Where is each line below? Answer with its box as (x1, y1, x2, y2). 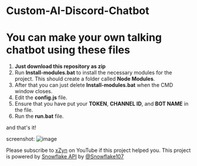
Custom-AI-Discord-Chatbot (6, 4, 149, 18)
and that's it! (6, 124, 36, 131)
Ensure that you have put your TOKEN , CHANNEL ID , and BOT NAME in (14, 100, 189, 107)
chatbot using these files (6, 43, 131, 57)
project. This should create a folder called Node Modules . (14, 75, 155, 83)
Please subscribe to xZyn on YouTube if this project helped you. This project (6, 147, 191, 154)
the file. (14, 107, 34, 114)
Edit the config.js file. (14, 94, 68, 101)
